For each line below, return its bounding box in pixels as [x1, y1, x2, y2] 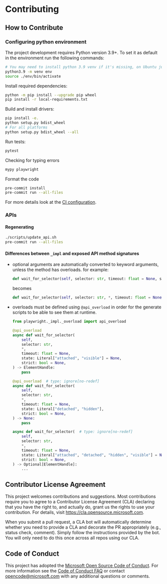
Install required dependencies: [5, 83, 68, 89]
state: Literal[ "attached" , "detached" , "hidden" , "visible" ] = [21, 452, 158, 457]
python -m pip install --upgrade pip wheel [5, 92, 97, 98]
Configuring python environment [5, 38, 87, 45]
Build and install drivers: [5, 106, 55, 112]
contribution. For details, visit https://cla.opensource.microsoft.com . [5, 509, 145, 515]
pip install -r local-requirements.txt [5, 97, 88, 102]
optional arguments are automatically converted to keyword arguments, [12, 262, 159, 268]
